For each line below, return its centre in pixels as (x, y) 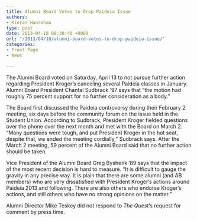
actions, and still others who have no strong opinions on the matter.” (89, 194)
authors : (17, 17)
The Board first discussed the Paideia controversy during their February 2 (96, 107)
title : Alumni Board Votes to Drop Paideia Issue (69, 11)
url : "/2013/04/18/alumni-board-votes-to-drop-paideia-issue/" (86, 39)
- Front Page (22, 50)
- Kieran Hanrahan (29, 22)
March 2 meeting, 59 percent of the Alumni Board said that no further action (99, 145)
